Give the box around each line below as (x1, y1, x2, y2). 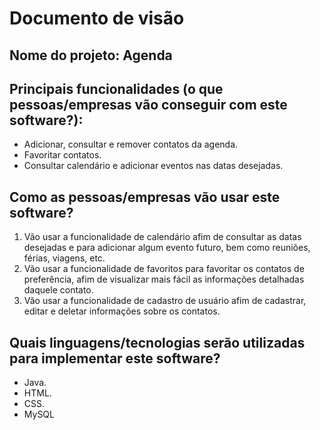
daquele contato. (23, 284, 94, 296)
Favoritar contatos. (23, 149, 102, 161)
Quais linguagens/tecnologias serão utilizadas (9, 334, 306, 351)
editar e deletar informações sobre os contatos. (23, 305, 221, 317)
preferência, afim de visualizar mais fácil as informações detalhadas (23, 273, 305, 286)
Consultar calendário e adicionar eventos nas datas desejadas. (23, 160, 284, 172)
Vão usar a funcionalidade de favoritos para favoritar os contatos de (23, 263, 305, 275)
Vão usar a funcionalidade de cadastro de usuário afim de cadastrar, (23, 295, 307, 307)
